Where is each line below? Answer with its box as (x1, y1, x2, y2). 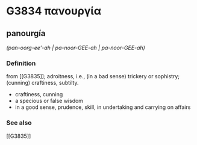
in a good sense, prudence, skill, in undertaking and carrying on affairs (14, 103, 191, 111)
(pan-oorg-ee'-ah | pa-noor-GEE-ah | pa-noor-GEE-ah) (6, 44, 146, 51)
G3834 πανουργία (6, 4, 101, 18)
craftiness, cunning (14, 91, 63, 98)
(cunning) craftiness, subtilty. (6, 79, 79, 87)
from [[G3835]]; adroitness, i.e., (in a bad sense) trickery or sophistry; (6, 73, 180, 80)
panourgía (6, 28, 46, 39)
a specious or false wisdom (14, 97, 83, 105)
